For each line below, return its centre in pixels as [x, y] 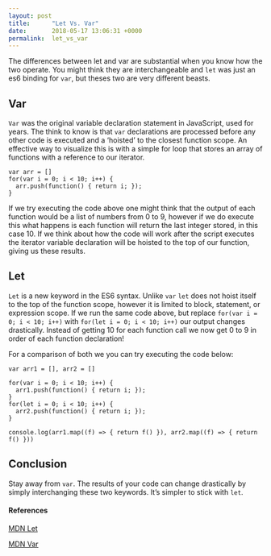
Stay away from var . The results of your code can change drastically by [127, 483]
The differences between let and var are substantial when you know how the [135, 61]
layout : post [30, 16]
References [28, 510]
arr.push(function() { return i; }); [79, 186]
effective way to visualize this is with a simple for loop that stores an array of [135, 149]
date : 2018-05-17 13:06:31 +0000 [75, 31]
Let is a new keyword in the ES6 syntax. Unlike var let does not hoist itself [132, 296]
